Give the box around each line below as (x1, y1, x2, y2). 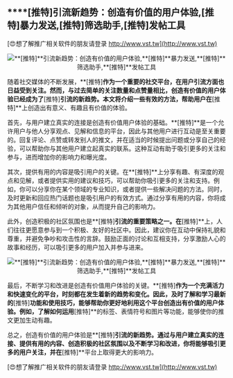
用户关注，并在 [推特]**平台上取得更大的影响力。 (19, 347, 158, 356)
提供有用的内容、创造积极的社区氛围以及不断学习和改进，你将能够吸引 (19, 339, 220, 347)
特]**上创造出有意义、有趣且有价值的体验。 (7, 103, 132, 112)
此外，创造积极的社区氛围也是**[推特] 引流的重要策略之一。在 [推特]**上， (7, 217, 217, 225)
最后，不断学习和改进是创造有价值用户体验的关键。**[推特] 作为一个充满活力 (7, 281, 225, 289)
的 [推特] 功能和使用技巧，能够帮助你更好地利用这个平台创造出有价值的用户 (7, 298, 218, 307)
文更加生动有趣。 (7, 316, 56, 324)
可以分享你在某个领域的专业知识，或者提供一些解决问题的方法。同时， (25, 184, 226, 193)
